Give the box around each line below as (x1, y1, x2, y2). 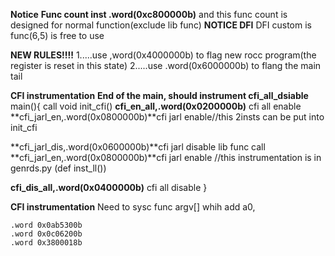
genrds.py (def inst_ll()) (10, 162, 107, 174)
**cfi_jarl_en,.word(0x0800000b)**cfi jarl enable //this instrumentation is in (10, 152, 322, 163)
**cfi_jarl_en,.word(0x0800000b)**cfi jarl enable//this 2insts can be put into (10, 111, 325, 123)
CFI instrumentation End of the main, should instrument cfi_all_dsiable (10, 90, 309, 101)
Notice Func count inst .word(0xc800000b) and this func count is (10, 9, 288, 20)
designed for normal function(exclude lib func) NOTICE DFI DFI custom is (10, 19, 312, 31)
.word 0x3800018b (10, 238, 83, 248)
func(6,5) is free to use (10, 30, 105, 41)
